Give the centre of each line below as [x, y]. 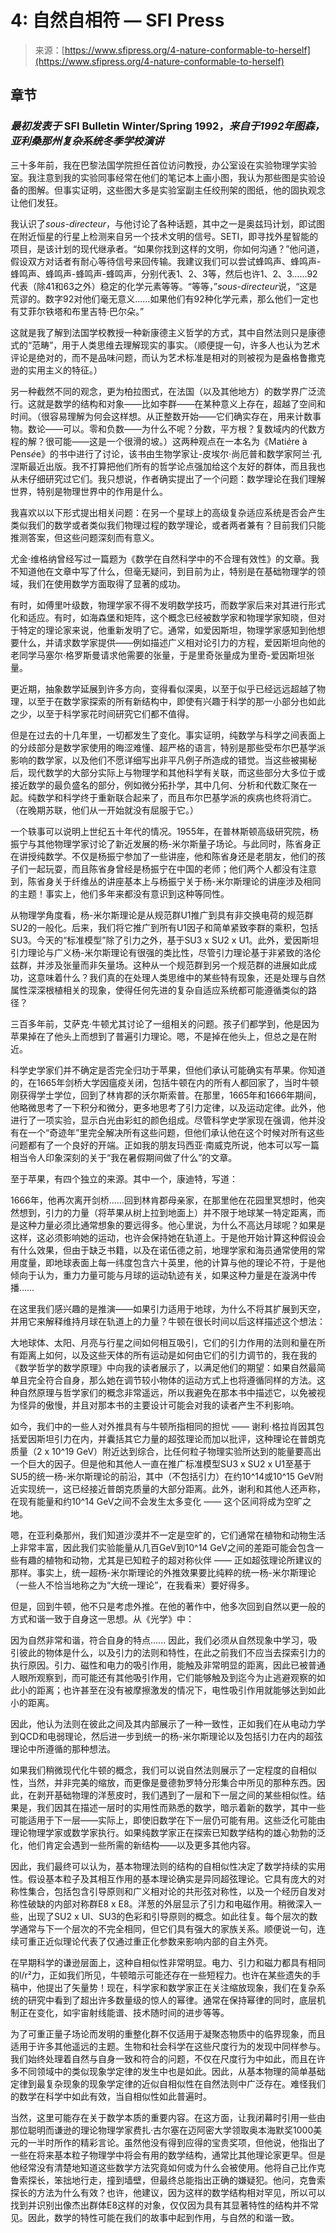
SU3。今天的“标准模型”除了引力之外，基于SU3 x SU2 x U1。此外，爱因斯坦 [165, 940]
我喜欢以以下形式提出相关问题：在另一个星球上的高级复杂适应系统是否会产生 [168, 512]
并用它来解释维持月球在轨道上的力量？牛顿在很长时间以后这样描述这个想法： [168, 1321]
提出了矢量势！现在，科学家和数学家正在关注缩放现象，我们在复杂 [180, 1987]
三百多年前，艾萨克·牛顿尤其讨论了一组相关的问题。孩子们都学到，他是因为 [165, 1023]
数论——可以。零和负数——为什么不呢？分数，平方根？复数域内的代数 [172, 428]
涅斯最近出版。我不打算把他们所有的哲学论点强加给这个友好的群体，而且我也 [168, 466]
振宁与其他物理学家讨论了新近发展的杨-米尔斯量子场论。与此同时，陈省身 [161, 843]
